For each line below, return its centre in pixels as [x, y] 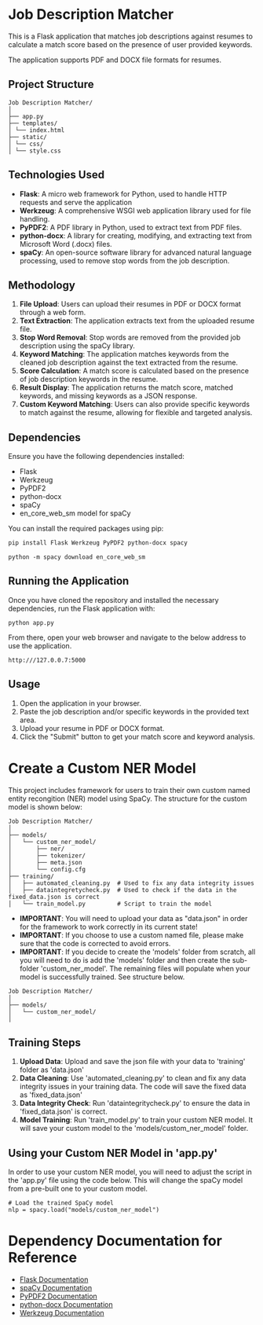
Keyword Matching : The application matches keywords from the [124, 354]
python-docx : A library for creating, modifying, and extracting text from [136, 235]
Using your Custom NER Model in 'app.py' [113, 1153]
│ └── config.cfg [47, 869]
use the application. [40, 645]
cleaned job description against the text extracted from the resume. [128, 362]
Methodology [42, 285]
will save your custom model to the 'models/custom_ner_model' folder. [134, 1129]
